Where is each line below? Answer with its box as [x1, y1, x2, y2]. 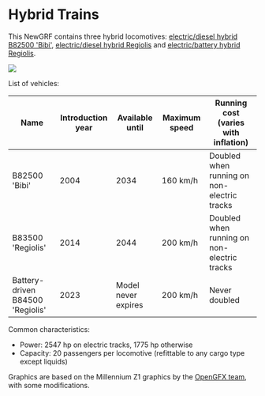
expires [115, 299, 144, 310]
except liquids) [19, 356, 69, 366]
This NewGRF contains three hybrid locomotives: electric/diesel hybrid [8, 32, 238, 41]
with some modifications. [8, 380, 91, 390]
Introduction [60, 112, 108, 123]
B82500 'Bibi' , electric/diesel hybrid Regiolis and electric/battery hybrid [8, 40, 241, 49]
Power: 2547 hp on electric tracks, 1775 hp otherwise [19, 340, 193, 349]
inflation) [213, 137, 249, 148]
